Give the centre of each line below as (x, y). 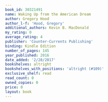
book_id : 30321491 (24, 10)
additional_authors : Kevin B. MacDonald (47, 28)
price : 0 (14, 87)
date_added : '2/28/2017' (30, 60)
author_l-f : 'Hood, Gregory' (35, 23)
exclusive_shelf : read (28, 74)
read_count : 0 (20, 78)
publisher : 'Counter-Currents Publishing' (49, 42)
